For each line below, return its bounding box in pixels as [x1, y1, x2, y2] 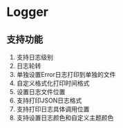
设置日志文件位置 [16, 88, 66, 95]
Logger [6, 4, 49, 20]
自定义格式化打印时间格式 [16, 79, 90, 87]
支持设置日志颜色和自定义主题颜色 [16, 113, 114, 122]
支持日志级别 [16, 53, 53, 61]
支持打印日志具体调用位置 [16, 105, 90, 113]
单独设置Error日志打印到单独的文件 [16, 71, 116, 78]
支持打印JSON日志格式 [16, 96, 82, 104]
